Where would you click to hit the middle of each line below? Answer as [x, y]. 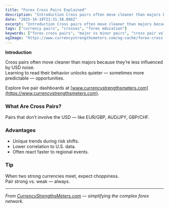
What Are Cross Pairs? [33, 106]
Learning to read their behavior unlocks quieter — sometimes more [75, 73]
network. [14, 201]
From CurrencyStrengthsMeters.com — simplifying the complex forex [77, 196]
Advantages [21, 130]
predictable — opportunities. [35, 78]
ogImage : [14, 38]
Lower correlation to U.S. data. [44, 147]
